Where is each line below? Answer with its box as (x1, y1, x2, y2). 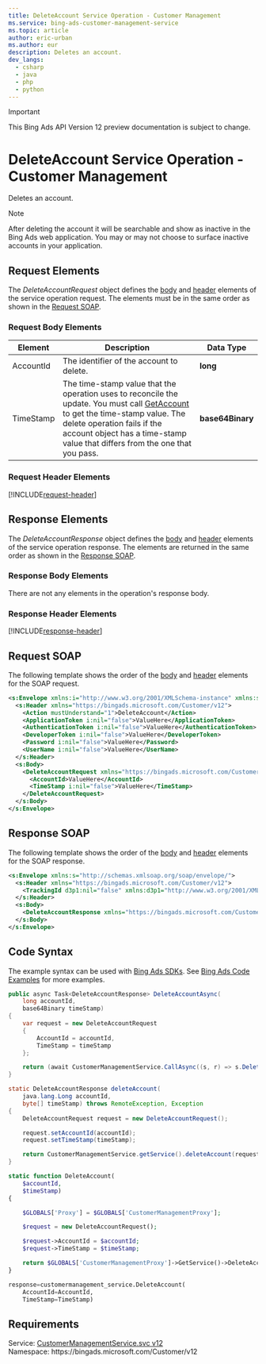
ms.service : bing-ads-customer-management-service (8, 19, 179, 27)
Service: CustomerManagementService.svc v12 (8, 1339, 164, 1348)
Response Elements (8, 513, 108, 526)
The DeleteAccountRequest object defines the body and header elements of (8, 285, 257, 294)
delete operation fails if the (62, 418, 162, 429)
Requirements (8, 1317, 79, 1331)
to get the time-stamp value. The (62, 408, 186, 419)
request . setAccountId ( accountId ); (22, 1128, 136, 1137)
